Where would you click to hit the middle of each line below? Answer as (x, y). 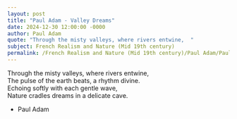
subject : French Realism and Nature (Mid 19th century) (91, 46)
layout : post (26, 14)
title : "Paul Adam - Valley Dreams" (61, 20)
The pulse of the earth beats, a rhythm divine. (74, 80)
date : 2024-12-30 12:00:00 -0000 (56, 27)
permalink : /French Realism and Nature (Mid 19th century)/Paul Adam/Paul (120, 54)
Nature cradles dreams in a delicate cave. (68, 95)
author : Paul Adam (34, 33)
